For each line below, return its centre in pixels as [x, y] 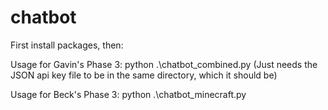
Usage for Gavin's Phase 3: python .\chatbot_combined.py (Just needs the [164, 64]
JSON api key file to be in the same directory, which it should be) [144, 75]
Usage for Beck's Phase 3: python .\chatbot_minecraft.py [128, 94]
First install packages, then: [67, 45]
